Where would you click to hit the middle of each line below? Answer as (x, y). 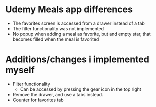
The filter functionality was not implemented (58, 28)
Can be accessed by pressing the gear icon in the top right (81, 89)
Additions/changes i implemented (77, 60)
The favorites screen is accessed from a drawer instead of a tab (79, 23)
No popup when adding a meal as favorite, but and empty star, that (82, 34)
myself (20, 70)
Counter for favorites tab (38, 100)
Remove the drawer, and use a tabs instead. (58, 94)
